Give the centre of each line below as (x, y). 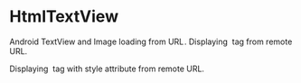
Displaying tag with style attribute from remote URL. (107, 69)
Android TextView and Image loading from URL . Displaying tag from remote (151, 41)
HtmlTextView (64, 17)
